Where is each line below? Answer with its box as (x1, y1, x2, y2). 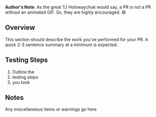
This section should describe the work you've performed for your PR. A (5, 36, 149, 42)
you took (12, 79, 30, 85)
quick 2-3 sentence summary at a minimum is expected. (5, 42, 118, 47)
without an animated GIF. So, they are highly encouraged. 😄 (5, 9, 126, 15)
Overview (5, 23, 36, 32)
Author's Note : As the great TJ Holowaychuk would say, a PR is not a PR (5, 4, 151, 10)
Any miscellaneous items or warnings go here (5, 106, 97, 112)
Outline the (12, 69, 35, 75)
